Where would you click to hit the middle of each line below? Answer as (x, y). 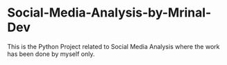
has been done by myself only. (51, 54)
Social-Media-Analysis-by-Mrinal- (109, 13)
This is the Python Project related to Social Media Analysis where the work (113, 46)
